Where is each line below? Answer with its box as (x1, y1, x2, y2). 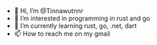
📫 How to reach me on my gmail (13, 30, 111, 38)
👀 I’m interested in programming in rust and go (13, 14, 151, 22)
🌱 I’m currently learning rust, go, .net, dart (13, 22, 137, 30)
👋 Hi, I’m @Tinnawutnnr (13, 7, 84, 15)
